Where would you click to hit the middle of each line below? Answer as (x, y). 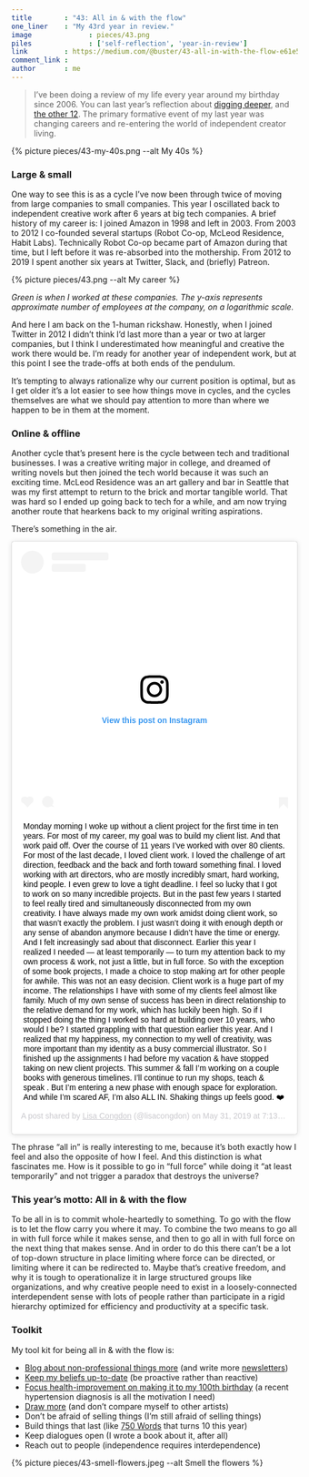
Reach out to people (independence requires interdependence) (142, 1445)
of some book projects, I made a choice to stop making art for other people (154, 972)
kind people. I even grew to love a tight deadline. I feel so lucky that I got (150, 885)
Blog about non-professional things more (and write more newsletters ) (156, 1368)
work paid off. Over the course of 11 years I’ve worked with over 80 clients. (154, 846)
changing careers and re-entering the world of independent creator (159, 123)
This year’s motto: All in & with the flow (99, 1199)
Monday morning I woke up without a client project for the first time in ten (151, 826)
